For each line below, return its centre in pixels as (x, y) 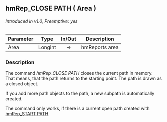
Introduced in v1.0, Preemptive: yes (41, 21)
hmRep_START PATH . (27, 114)
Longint (47, 47)
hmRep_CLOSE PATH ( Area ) (51, 8)
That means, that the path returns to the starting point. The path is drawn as (83, 78)
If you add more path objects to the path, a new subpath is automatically (80, 93)
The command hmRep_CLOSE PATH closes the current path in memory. (79, 73)
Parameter (21, 39)
